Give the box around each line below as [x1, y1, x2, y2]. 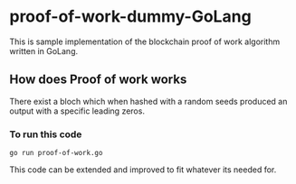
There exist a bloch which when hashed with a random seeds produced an [9, 96, 288, 106]
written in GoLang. [9, 45, 79, 56]
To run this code [9, 128, 82, 141]
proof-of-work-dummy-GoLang [9, 6, 252, 27]
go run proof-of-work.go [9, 149, 103, 158]
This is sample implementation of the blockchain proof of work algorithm [9, 36, 281, 47]
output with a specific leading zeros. [9, 106, 145, 116]
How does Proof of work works [9, 72, 187, 87]
